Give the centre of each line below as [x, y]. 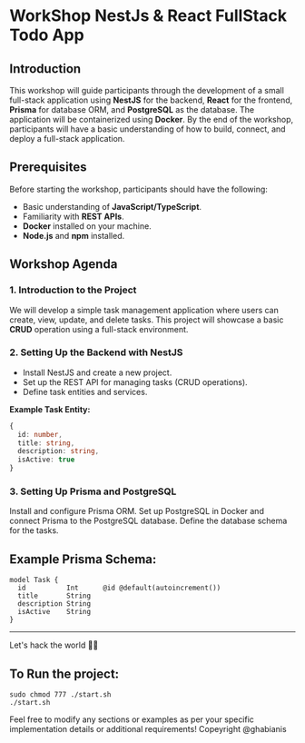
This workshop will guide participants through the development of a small [147, 90]
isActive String [54, 612]
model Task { [34, 580]
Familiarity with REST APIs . [73, 216]
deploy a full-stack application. [67, 139]
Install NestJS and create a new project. [97, 372]
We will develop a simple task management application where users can [144, 310]
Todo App [47, 35]
